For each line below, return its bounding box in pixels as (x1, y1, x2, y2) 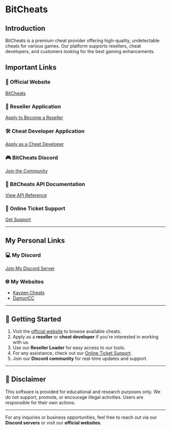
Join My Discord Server (5, 265, 55, 271)
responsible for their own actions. (5, 399, 76, 405)
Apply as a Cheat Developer (5, 141, 64, 147)
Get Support (5, 216, 31, 223)
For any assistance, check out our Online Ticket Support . (12, 350, 132, 356)
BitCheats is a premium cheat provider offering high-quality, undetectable (5, 37, 160, 43)
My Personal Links (5, 236, 65, 245)
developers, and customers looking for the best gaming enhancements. (5, 49, 155, 54)
